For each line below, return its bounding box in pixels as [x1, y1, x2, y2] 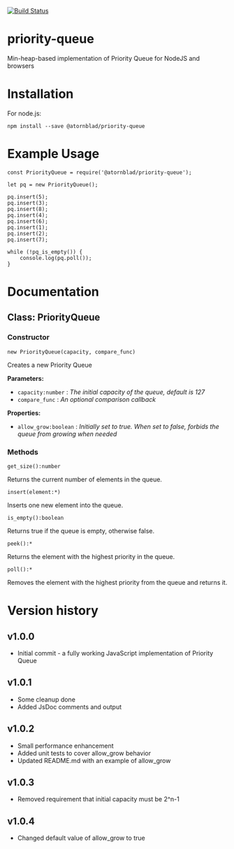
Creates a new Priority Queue [7, 361, 92, 369]
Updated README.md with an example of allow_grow [17, 756, 171, 764]
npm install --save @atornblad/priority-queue [7, 122, 145, 129]
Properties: [7, 409, 41, 417]
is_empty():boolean [7, 514, 64, 521]
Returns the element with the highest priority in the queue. [7, 552, 175, 560]
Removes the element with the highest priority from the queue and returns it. [7, 578, 228, 586]
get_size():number [7, 463, 61, 470]
